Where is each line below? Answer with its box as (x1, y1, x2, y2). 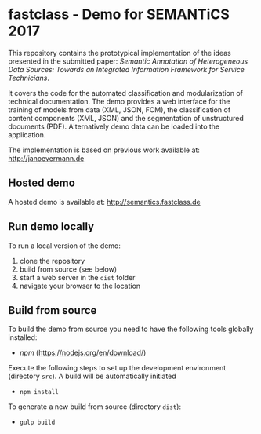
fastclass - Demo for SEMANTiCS (8, 5, 230, 24)
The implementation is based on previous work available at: (8, 145, 200, 155)
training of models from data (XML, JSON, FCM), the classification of (8, 104, 231, 115)
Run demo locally (8, 220, 95, 233)
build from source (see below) (19, 264, 118, 274)
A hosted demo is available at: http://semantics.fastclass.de (8, 197, 201, 206)
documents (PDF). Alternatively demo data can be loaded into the (8, 122, 220, 131)
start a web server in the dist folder (19, 272, 136, 282)
